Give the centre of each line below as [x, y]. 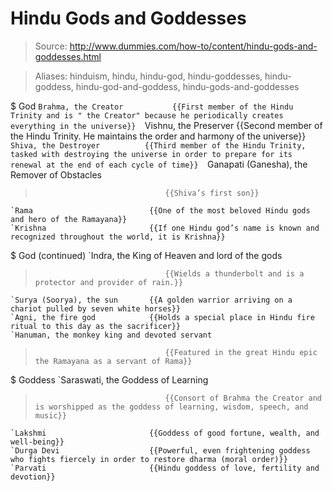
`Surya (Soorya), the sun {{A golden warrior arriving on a [151, 300]
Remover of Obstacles [56, 174]
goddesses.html [68, 56]
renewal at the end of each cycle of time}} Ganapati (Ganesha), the [159, 164]
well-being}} [37, 442]
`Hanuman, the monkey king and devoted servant [111, 335]
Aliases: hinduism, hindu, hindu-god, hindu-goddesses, [148, 76]
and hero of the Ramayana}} [69, 219]
